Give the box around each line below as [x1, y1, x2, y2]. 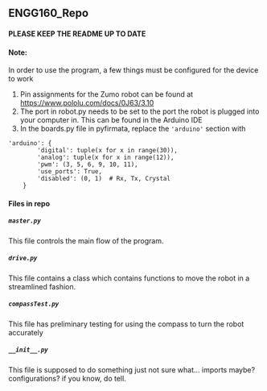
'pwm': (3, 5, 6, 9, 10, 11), [37, 160, 138, 168]
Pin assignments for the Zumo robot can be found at [19, 89, 194, 99]
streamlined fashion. [8, 281, 76, 291]
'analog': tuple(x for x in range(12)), [37, 153, 175, 162]
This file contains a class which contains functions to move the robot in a [8, 273, 250, 283]
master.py [8, 217, 42, 225]
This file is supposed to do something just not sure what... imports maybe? [8, 364, 256, 374]
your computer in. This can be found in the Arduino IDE [19, 115, 203, 125]
